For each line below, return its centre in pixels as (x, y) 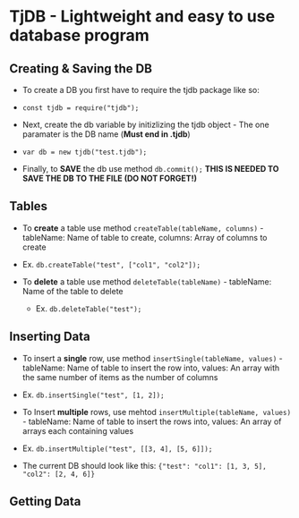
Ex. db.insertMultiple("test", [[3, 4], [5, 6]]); (117, 448)
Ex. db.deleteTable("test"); (89, 308)
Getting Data (45, 501)
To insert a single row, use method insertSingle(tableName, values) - (153, 358)
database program (79, 35)
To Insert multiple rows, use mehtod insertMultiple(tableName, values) (157, 412)
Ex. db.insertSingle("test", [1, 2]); (93, 395)
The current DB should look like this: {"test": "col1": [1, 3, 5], (144, 465)
